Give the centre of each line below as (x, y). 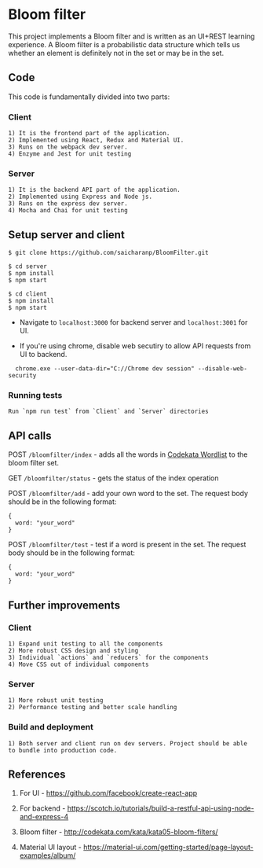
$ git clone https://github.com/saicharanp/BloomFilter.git (109, 253)
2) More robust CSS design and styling (73, 650)
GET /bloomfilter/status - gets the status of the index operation (113, 478)
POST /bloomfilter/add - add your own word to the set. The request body (128, 494)
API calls (30, 435)
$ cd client (27, 294)
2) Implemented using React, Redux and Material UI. (96, 140)
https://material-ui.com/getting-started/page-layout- (168, 848)
